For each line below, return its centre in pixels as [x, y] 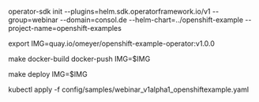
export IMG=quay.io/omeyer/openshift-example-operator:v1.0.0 [112, 43]
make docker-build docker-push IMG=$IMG [79, 59]
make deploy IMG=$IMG [48, 74]
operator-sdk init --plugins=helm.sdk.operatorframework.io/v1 [109, 11]
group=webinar [33, 20]
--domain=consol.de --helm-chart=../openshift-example [151, 20]
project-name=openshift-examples [65, 28]
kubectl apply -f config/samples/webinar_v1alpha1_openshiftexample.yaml [129, 89]
